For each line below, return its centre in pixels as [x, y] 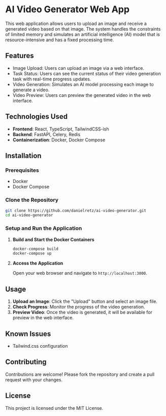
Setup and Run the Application [44, 228]
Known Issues [28, 334]
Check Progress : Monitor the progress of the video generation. [79, 307]
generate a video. [31, 90]
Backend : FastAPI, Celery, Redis [46, 134]
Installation [23, 156]
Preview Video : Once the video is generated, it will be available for [82, 313]
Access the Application [38, 263]
